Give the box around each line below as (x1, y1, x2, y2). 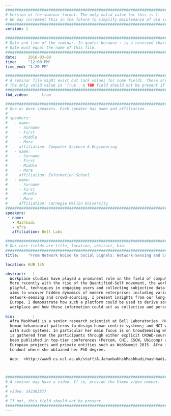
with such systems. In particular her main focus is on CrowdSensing (10, 328, 160, 333)
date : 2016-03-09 (5, 55, 51, 60)
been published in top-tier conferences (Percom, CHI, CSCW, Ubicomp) (10, 337, 163, 343)
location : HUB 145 (5, 262, 44, 267)
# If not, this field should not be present (5, 398, 101, 403)
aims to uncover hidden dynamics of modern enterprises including (10, 290, 154, 296)
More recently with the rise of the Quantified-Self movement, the (10, 281, 156, 286)
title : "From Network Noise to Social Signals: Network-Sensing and (5, 253, 160, 258)
